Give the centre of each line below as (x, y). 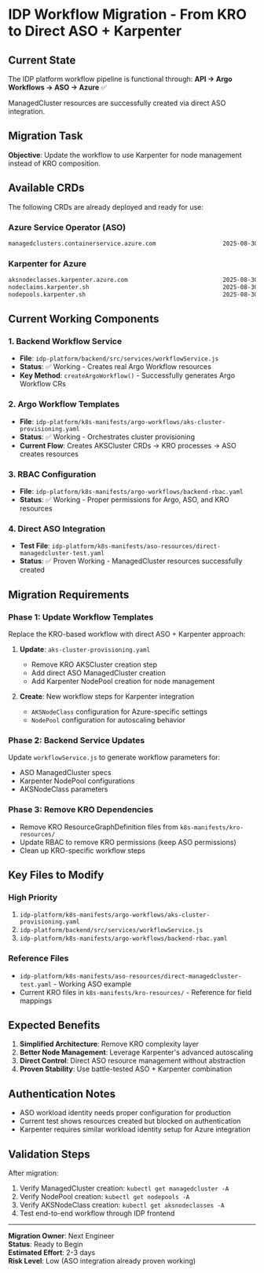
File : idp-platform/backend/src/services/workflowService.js (119, 358)
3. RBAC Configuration (52, 474)
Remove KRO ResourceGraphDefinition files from (99, 827)
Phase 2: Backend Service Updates (77, 740)
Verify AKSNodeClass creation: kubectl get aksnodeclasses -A (122, 1205)
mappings (36, 1000)
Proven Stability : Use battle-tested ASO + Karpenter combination (126, 1069)
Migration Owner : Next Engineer (61, 1236)
